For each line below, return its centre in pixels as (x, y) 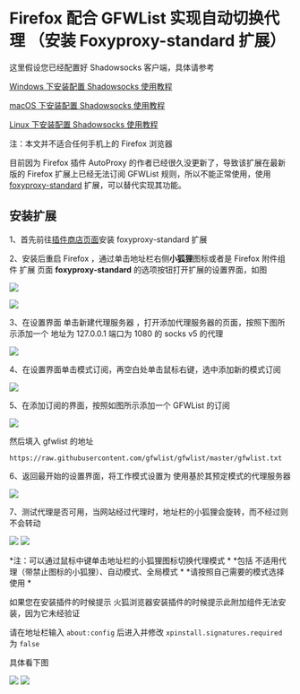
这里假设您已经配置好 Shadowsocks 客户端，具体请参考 (112, 67)
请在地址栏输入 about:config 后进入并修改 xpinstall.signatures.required (146, 632)
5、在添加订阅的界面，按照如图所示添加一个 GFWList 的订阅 (120, 405)
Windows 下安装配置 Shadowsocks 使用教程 (91, 86)
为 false (25, 643)
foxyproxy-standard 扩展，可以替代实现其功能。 (98, 185)
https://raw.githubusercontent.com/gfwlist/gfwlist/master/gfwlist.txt (146, 458)
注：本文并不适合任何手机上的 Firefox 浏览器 (91, 143)
